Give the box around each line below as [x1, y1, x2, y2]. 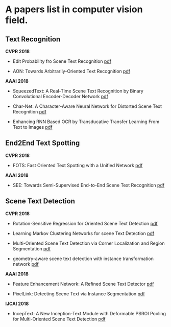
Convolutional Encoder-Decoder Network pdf [12, 94, 109, 99]
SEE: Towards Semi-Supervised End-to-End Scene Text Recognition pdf [12, 182, 165, 188]
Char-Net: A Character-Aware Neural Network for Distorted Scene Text [12, 103, 162, 109]
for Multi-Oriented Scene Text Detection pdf [12, 316, 106, 322]
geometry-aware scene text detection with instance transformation [12, 255, 154, 262]
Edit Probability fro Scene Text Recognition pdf [12, 58, 111, 64]
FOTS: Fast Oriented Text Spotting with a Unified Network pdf [12, 162, 143, 168]
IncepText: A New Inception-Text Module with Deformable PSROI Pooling [12, 310, 166, 316]
